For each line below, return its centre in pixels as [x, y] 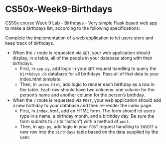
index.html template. [41, 79]
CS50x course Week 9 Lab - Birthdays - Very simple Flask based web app [81, 23]
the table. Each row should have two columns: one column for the [87, 89]
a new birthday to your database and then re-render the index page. [82, 105]
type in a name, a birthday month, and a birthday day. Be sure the [87, 116]
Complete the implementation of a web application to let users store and [79, 38]
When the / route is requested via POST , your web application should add [87, 100]
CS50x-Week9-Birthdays [59, 9]
